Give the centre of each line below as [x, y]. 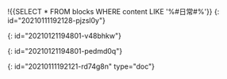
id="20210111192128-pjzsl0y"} [57, 21]
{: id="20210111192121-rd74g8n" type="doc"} [81, 66]
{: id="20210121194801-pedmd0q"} [65, 51]
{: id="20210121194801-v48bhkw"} [65, 36]
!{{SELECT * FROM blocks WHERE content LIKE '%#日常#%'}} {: [113, 11]
